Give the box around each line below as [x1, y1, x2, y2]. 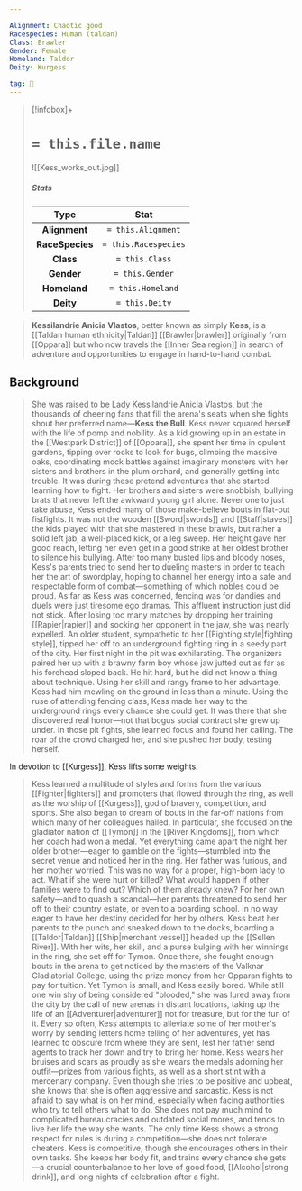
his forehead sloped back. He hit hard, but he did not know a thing [31, 666, 278, 677]
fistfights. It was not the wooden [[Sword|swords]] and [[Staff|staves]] [31, 513, 293, 524]
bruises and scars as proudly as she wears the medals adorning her [31, 1056, 284, 1067]
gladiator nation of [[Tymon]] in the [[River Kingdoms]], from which [31, 826, 281, 837]
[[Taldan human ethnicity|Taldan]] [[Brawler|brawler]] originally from [31, 329, 287, 340]
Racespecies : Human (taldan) [9, 29, 119, 39]
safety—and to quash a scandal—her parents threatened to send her [31, 893, 287, 904]
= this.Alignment [106, 224, 181, 234]
